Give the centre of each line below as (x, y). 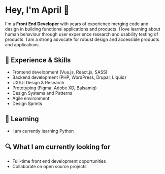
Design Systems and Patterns (42, 93)
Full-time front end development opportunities (59, 161)
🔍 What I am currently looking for (58, 147)
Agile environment (31, 98)
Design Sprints (27, 104)
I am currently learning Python (43, 131)
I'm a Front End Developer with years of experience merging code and (77, 24)
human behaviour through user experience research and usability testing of (82, 34)
